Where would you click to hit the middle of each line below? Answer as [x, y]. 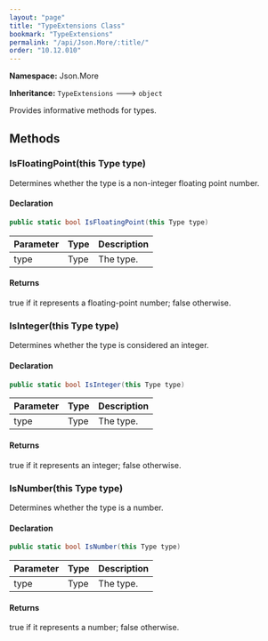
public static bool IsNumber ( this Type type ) [95, 547]
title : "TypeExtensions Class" [67, 26]
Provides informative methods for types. [83, 110]
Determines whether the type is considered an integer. [109, 345]
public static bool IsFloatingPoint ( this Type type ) [109, 223]
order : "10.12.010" [45, 51]
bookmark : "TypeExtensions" [61, 34]
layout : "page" [37, 17]
